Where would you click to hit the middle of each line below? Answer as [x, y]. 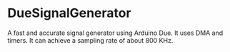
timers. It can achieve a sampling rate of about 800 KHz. [90, 40]
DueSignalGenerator [69, 13]
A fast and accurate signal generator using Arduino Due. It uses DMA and [115, 33]
